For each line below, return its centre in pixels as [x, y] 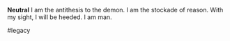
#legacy [19, 30]
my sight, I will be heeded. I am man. [60, 17]
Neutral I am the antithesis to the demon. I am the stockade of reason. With [115, 10]
